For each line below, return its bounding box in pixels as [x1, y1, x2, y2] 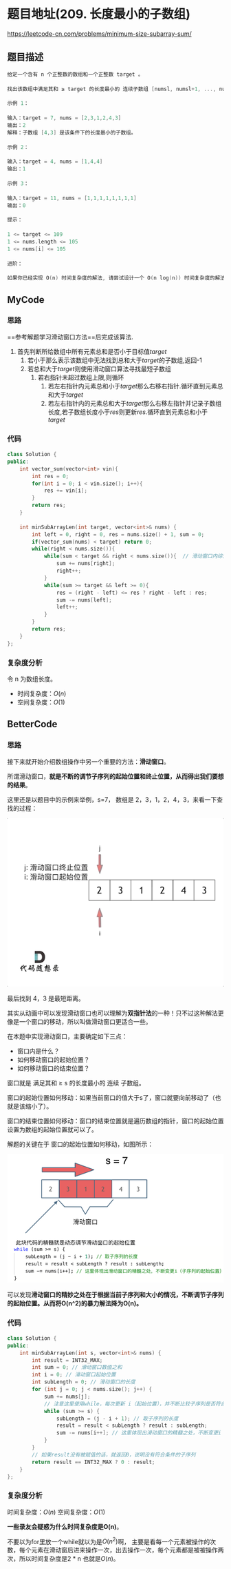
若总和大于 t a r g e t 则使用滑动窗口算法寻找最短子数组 [27, 364, 171, 373]
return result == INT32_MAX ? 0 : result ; [32, 1459, 155, 1466]
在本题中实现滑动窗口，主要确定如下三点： [7, 1032, 128, 1040]
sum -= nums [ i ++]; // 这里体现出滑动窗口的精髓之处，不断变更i [56, 1430, 222, 1437]
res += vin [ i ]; [43, 487, 88, 494]
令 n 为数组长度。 [7, 675, 57, 683]
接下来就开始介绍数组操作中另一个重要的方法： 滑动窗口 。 [7, 757, 170, 766]
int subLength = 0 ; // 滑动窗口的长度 [32, 1379, 136, 1385]
